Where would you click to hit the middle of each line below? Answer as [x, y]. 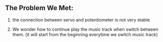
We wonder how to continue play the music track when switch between [85, 29]
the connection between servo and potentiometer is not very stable [81, 20]
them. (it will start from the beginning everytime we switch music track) [85, 34]
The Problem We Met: [39, 8]
